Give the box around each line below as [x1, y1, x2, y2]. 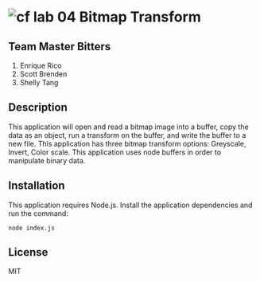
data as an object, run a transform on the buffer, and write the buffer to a [8, 130, 246, 139]
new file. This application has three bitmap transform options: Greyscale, [8, 139, 246, 148]
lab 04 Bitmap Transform [33, 8, 201, 26]
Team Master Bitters [8, 40, 111, 53]
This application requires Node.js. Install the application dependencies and [8, 200, 253, 210]
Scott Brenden [19, 69, 68, 79]
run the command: [8, 208, 69, 218]
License [8, 245, 49, 259]
